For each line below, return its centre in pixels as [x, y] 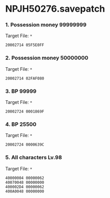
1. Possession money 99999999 [46, 25]
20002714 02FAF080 [25, 78]
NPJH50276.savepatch [55, 9]
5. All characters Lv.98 [34, 157]
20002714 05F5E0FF [25, 45]
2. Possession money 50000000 [47, 58]
